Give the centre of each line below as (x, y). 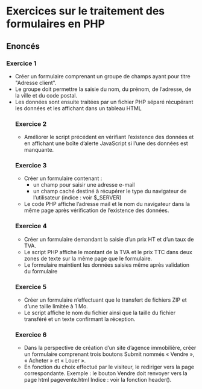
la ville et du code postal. (46, 95)
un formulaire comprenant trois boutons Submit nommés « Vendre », (109, 354)
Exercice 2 (31, 123)
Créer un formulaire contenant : (63, 178)
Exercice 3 (31, 166)
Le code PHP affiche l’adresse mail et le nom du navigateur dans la (107, 204)
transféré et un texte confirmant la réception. (80, 319)
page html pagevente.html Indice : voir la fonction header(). (98, 380)
